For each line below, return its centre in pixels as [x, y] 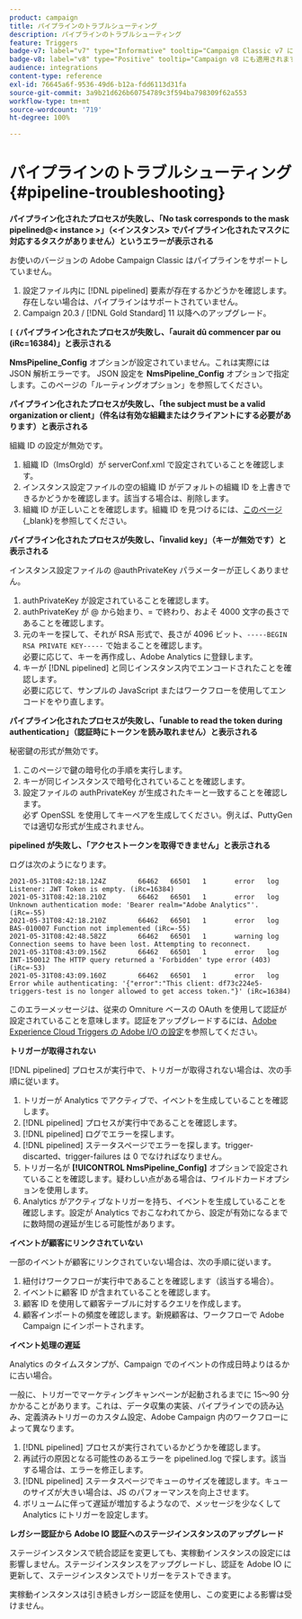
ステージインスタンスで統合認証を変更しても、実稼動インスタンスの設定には [151, 1553]
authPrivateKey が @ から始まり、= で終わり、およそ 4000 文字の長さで [156, 612]
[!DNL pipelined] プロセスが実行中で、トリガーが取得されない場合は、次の [147, 1070]
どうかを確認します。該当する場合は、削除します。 [140, 499]
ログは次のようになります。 [60, 864]
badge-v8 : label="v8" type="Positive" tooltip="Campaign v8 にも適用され [146, 59]
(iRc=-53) [28, 968]
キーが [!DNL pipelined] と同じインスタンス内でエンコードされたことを [153, 668]
